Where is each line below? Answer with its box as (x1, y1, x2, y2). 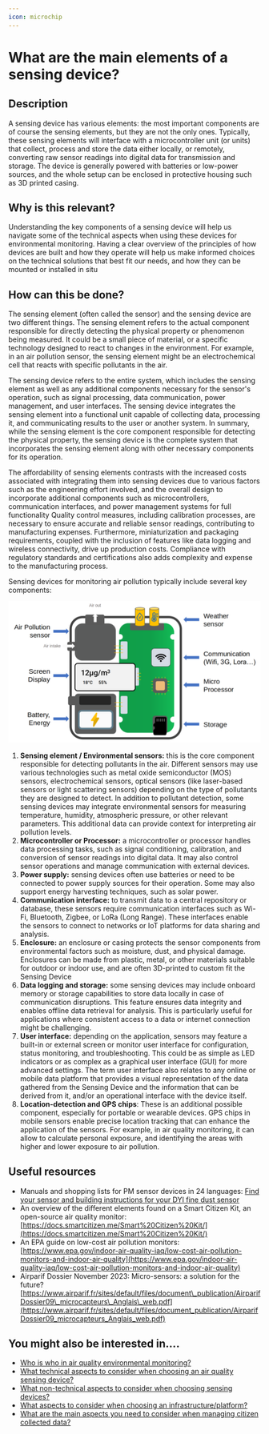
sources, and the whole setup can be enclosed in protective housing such (8, 169, 252, 179)
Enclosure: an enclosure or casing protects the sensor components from (19, 937, 261, 947)
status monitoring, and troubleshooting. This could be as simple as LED (19, 1048, 255, 1058)
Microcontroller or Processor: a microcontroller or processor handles (19, 835, 251, 845)
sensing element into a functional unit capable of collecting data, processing (8, 410, 260, 419)
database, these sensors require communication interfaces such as (19, 903, 243, 913)
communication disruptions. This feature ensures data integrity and (19, 997, 243, 1007)
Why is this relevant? (8, 201, 116, 215)
